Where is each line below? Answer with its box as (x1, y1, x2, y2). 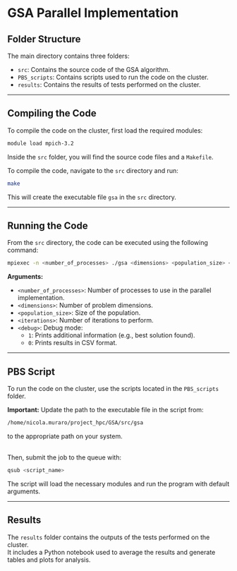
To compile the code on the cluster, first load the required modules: (7, 126, 203, 135)
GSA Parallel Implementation (7, 5, 178, 21)
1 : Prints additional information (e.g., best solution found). (28, 331, 195, 339)
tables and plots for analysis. (7, 555, 91, 564)
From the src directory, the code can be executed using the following (7, 239, 208, 247)
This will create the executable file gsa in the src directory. (7, 193, 176, 201)
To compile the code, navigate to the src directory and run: (7, 166, 178, 174)
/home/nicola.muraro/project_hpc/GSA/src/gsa (7, 419, 143, 426)
